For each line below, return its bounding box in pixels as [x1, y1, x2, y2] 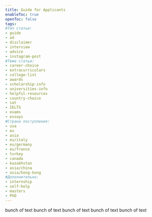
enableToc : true [5, 12, 39, 17]
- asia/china [5, 165, 32, 170]
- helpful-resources [5, 91, 48, 96]
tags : [5, 21, 16, 26]
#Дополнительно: [5, 174, 39, 180]
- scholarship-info [5, 81, 46, 86]
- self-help [5, 184, 30, 189]
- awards [5, 77, 23, 82]
